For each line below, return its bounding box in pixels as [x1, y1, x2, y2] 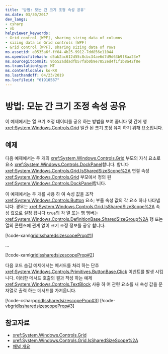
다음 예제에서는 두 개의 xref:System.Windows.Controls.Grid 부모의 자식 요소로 [5, 155, 161, 161]
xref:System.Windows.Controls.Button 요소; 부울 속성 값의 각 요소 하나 [5, 197, 147, 203]
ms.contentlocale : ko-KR [5, 68, 57, 73]
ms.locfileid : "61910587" [5, 77, 59, 82]
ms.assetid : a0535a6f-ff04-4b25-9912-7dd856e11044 [5, 49, 114, 54]
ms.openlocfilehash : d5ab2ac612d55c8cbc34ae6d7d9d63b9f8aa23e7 [5, 54, 141, 59]
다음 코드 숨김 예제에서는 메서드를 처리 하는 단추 [5, 262, 100, 268]
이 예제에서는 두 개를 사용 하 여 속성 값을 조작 [5, 191, 94, 197]
